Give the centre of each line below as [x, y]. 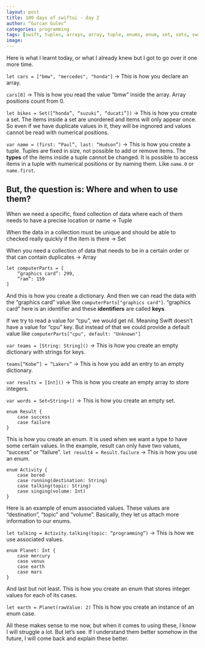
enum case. [21, 613]
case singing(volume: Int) [52, 491]
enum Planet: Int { [31, 550]
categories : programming [38, 29]
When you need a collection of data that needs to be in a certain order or [98, 250]
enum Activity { [27, 470]
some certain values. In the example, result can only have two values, [94, 445]
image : [15, 40]
